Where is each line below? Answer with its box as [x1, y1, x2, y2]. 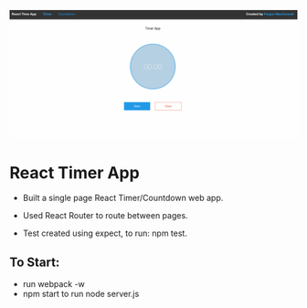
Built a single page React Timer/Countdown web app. [22, 193, 224, 204]
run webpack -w [22, 279, 85, 290]
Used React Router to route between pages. [22, 210, 189, 221]
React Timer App [9, 162, 140, 183]
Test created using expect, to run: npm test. [22, 228, 187, 239]
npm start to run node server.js [22, 289, 140, 300]
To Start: [9, 254, 60, 270]
